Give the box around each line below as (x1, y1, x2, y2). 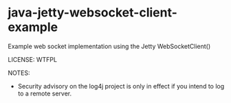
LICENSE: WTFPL (8, 55, 58, 63)
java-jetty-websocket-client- (8, 5, 178, 21)
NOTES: (8, 69, 30, 77)
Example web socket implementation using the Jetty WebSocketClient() (8, 42, 211, 50)
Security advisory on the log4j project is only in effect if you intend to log (17, 82, 225, 90)
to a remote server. (17, 89, 71, 98)
